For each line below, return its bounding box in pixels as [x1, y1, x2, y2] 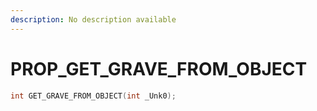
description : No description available [10, 14, 177, 25]
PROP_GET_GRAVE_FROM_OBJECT [10, 57, 308, 80]
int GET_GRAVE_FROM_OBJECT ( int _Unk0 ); [10, 91, 177, 101]
